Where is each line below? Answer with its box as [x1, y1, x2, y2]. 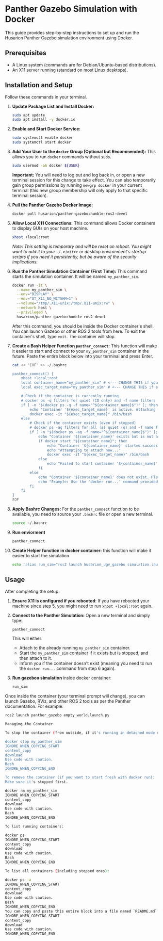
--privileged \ [16, 309, 48, 315]
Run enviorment [12, 529, 46, 535]
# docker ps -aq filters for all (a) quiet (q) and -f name [30, 425, 154, 430]
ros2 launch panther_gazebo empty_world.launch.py [5, 713, 110, 718]
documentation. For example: [5, 703, 64, 709]
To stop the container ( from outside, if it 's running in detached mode [5, 730, 155, 735]
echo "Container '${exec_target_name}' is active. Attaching [30, 407, 156, 412]
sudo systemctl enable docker [12, 135, 74, 140]
